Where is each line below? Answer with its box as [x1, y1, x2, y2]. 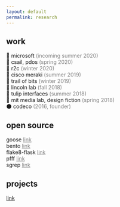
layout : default [6, 8, 47, 15]
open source [6, 120, 54, 130]
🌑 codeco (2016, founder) [6, 103, 72, 110]
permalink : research [6, 14, 58, 20]
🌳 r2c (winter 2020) [6, 65, 55, 72]
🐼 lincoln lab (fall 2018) [6, 84, 63, 91]
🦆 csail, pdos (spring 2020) [6, 58, 73, 66]
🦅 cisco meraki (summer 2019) [6, 71, 82, 78]
